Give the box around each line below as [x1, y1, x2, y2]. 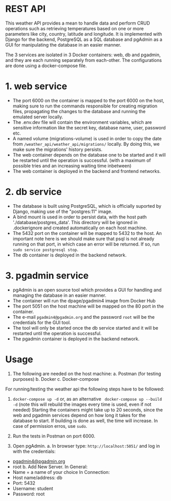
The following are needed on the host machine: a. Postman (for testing [12, 371, 161, 377]
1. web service [5, 80, 67, 92]
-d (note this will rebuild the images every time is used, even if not [12, 401, 152, 407]
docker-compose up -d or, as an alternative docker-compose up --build [12, 396, 162, 402]
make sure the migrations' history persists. [12, 146, 103, 153]
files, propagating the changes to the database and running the [12, 108, 146, 114]
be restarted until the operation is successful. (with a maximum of [12, 157, 151, 163]
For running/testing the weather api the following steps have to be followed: [5, 386, 164, 392]
